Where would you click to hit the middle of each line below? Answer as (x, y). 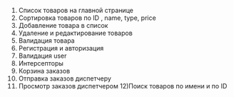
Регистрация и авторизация (61, 48)
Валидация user (42, 56)
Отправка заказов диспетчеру (65, 78)
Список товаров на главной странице (76, 10)
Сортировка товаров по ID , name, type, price (87, 18)
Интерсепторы (41, 63)
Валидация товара (46, 41)
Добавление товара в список (63, 25)
